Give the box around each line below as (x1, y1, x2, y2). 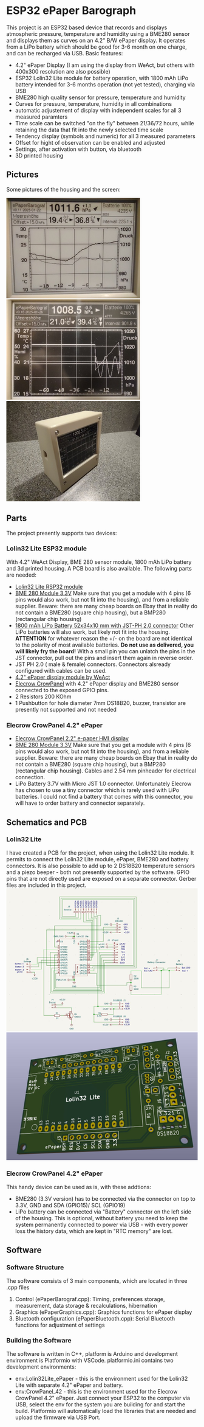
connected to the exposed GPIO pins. (15, 686, 109, 693)
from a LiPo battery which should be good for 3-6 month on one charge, (6, 43, 187, 50)
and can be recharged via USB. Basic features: (6, 49, 123, 57)
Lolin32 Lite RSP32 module (15, 583, 83, 590)
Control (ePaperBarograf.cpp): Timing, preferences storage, (15, 1295, 165, 1302)
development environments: (6, 1363, 76, 1370)
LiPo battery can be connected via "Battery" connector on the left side (15, 1208, 192, 1215)
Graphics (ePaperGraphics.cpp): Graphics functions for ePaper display (15, 1308, 192, 1316)
